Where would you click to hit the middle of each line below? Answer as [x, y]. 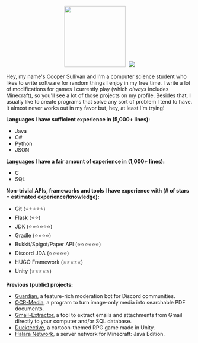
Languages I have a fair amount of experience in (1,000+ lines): [85, 161]
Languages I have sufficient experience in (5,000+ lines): [78, 119]
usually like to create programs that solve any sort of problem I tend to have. [99, 102]
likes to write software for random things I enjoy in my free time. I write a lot [98, 83]
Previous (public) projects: [39, 285]
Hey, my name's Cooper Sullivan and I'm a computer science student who [96, 76]
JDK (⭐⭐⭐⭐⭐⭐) [33, 226]
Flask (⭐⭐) [28, 217]
